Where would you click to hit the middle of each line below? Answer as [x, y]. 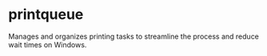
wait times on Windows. [48, 44]
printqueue [46, 15]
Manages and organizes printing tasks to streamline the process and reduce [134, 36]
